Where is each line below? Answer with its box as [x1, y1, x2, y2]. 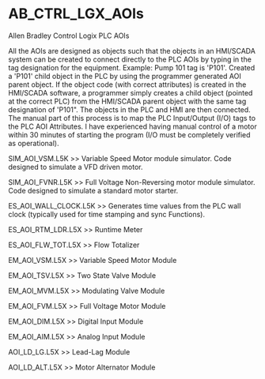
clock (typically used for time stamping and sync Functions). [8, 209, 206, 219]
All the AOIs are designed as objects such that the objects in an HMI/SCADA [8, 46, 256, 55]
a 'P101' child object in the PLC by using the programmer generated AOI [8, 71, 241, 81]
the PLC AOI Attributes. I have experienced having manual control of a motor [8, 122, 257, 131]
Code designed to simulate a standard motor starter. [8, 186, 179, 195]
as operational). [8, 138, 59, 148]
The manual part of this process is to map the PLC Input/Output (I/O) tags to [8, 113, 256, 122]
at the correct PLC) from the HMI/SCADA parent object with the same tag [8, 96, 247, 106]
